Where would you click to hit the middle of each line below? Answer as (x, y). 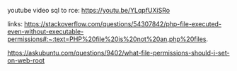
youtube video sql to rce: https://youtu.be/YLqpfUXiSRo (89, 10)
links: (15, 24)
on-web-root (26, 60)
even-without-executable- (46, 32)
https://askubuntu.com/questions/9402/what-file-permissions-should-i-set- (118, 53)
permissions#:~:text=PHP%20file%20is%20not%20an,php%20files (107, 39)
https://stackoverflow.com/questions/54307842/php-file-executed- (123, 24)
